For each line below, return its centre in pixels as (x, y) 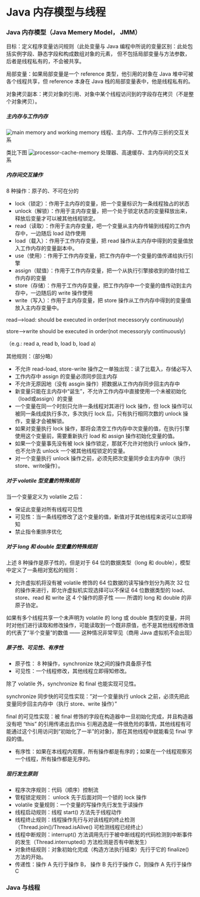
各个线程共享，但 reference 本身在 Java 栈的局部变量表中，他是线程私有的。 (100, 82)
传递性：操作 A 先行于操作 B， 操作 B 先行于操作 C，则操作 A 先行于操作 (103, 864)
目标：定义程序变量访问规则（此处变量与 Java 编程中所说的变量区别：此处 (97, 46)
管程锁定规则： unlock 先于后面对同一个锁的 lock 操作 (81, 797)
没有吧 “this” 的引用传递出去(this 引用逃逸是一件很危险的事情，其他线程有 (96, 724)
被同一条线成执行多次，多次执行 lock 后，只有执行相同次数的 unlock (98, 414)
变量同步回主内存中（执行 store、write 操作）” (62, 704)
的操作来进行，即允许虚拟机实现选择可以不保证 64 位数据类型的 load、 (101, 590)
